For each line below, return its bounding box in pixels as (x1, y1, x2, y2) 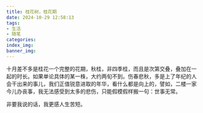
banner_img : (6, 48, 36, 54)
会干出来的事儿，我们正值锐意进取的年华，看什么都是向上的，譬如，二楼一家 (6, 80, 197, 87)
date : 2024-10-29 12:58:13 (6, 14, 74, 20)
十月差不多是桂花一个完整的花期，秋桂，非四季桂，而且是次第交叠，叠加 (6, 65, 186, 72)
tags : (6, 20, 20, 26)
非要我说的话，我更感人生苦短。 (6, 100, 86, 108)
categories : (6, 37, 36, 43)
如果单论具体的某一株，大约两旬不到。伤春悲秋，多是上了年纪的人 (32, 73, 197, 80)
